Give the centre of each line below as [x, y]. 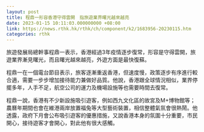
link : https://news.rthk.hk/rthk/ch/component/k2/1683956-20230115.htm [99, 29]
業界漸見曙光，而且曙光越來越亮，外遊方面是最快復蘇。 [80, 60]
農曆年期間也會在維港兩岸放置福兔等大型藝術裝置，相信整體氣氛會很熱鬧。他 [102, 108]
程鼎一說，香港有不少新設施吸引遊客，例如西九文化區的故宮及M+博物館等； [101, 101]
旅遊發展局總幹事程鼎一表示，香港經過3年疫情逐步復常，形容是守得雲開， [98, 52]
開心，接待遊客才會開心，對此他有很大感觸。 [62, 123]
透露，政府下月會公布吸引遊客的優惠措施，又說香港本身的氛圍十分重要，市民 [102, 116]
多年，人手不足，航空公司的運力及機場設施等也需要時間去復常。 [91, 87]
